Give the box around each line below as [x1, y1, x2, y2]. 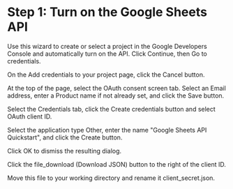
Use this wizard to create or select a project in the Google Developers [7, 42, 207, 50]
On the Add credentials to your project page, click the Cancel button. [7, 70, 205, 79]
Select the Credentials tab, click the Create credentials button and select [7, 105, 216, 113]
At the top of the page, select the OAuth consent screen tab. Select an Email [7, 84, 227, 92]
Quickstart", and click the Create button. [7, 133, 123, 142]
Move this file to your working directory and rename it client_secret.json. [7, 174, 215, 182]
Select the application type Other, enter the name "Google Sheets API [7, 126, 207, 134]
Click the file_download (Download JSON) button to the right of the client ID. [7, 160, 227, 168]
